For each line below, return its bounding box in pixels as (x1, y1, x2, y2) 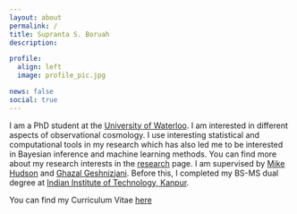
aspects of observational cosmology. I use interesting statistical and (9, 129, 260, 140)
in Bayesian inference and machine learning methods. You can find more (9, 149, 277, 159)
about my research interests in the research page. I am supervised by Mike (9, 158, 285, 168)
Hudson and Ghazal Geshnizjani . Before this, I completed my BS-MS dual (9, 167, 279, 178)
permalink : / (9, 21, 58, 30)
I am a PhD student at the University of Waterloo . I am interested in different (9, 120, 289, 131)
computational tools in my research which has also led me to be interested (9, 139, 284, 150)
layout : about (9, 13, 63, 22)
